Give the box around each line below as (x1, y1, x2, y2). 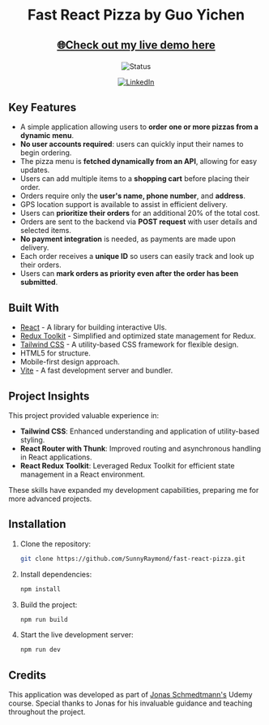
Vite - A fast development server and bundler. (19, 365, 173, 375)
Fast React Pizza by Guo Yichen (27, 6, 246, 24)
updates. (19, 165, 50, 175)
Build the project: (19, 599, 78, 610)
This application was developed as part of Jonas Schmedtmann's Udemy (8, 690, 253, 700)
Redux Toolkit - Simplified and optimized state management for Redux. (19, 331, 257, 341)
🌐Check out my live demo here (56, 38, 216, 52)
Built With (8, 300, 59, 314)
